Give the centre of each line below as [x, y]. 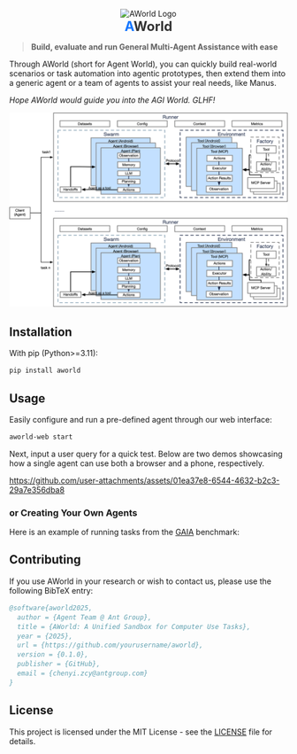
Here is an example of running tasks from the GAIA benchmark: [125, 532]
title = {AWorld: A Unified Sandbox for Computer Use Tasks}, [134, 626]
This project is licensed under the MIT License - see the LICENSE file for [141, 732]
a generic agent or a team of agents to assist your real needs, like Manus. [143, 83]
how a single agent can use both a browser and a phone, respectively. [137, 463]
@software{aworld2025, [51, 608]
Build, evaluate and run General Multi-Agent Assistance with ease [154, 47]
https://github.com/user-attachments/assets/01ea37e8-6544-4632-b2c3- [145, 480]
